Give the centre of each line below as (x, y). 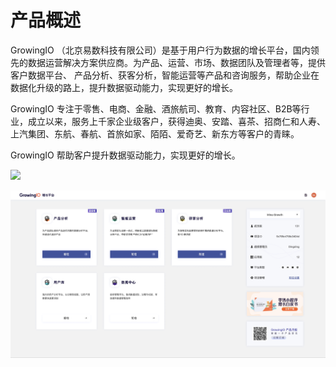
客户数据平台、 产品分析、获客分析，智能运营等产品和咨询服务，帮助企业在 (165, 75)
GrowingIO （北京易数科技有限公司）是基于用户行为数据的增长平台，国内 (160, 50)
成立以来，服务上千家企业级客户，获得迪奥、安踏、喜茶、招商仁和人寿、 (176, 121)
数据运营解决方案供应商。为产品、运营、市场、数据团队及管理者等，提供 (176, 62)
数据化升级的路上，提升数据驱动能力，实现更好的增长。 (124, 87)
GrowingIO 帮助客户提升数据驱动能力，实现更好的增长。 (125, 155)
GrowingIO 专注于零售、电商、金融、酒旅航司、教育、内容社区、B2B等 (156, 108)
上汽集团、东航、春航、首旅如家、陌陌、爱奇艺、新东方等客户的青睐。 (155, 133)
